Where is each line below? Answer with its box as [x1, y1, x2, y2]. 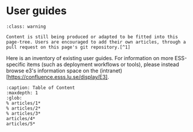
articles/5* [6, 121, 35, 127]
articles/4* [6, 115, 35, 121]
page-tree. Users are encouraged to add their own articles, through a [6, 39, 186, 45]
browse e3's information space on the [6, 67, 99, 74]
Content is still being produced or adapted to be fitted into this [6, 34, 178, 39]
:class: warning [6, 24, 46, 29]
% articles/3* [6, 110, 41, 116]
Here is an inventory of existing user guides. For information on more [6, 54, 174, 61]
